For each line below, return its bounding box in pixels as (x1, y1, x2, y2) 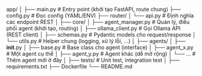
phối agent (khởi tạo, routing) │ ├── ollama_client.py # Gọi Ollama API (6, 25, 181, 32)
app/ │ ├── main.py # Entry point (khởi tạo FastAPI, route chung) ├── (6, 6, 181, 13)
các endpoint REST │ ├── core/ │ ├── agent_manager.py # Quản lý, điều (6, 19, 190, 25)
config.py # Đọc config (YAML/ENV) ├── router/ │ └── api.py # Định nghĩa (6, 12, 194, 19)
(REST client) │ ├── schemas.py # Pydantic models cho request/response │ (6, 31, 197, 38)
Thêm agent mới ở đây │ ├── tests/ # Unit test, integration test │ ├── (6, 57, 180, 63)
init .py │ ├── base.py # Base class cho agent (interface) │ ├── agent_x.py (6, 44, 194, 51)
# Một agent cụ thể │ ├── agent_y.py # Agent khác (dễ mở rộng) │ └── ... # (6, 50, 196, 57)
